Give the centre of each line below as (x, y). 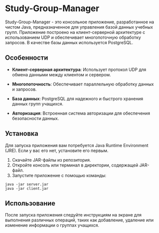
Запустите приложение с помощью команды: (59, 175)
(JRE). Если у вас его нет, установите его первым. (57, 150)
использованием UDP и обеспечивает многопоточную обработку (73, 37)
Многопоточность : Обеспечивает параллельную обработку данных (83, 84)
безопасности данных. (36, 118)
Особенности (27, 58)
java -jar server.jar (27, 184)
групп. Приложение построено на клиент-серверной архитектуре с (75, 32)
